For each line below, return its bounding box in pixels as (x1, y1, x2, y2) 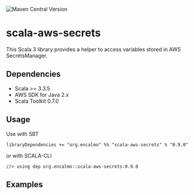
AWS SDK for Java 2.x (14, 91, 69, 98)
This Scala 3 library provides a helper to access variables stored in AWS (6, 45, 181, 53)
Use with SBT (6, 130, 39, 137)
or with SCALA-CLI (6, 152, 52, 159)
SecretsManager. (6, 52, 48, 59)
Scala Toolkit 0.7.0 (14, 97, 59, 105)
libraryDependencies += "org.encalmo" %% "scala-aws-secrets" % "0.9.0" (6, 142, 189, 148)
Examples (6, 179, 43, 189)
